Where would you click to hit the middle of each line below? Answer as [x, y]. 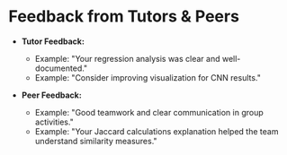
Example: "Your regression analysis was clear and [127, 58]
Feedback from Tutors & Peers [124, 17]
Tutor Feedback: [53, 41]
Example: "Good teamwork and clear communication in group [149, 112]
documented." [61, 68]
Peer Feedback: [51, 95]
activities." [54, 122]
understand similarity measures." [96, 141]
